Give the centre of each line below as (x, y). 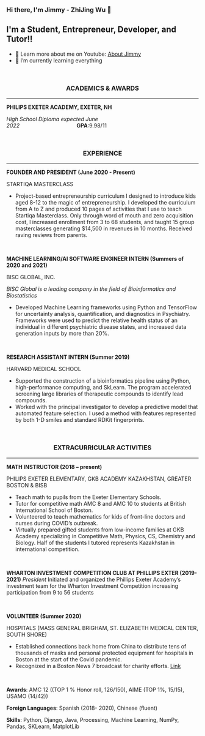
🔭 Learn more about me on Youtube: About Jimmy (78, 54)
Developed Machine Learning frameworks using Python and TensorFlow (106, 307)
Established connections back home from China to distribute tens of (101, 646)
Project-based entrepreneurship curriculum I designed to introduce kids (106, 196)
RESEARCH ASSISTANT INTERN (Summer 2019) (68, 357)
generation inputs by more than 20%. (62, 334)
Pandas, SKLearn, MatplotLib (43, 726)
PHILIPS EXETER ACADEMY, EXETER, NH (59, 107)
